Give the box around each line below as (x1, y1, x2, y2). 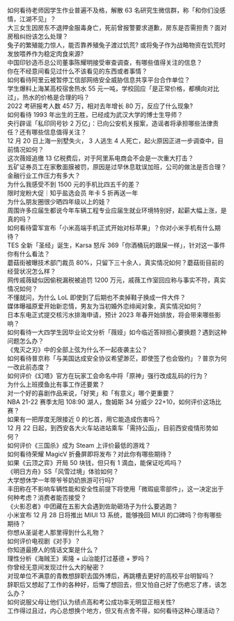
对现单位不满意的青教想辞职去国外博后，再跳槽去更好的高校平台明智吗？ (7, 572, 214, 580)
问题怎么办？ (7, 337, 44, 345)
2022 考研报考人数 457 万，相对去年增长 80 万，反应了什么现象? (7, 102, 194, 110)
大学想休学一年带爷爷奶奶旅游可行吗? (7, 476, 115, 484)
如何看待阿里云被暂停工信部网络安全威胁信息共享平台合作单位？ (7, 76, 190, 84)
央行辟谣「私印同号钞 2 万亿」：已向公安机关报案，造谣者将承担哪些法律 (7, 119, 213, 127)
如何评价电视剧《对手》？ (7, 537, 81, 545)
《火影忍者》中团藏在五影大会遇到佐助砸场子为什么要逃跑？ (7, 502, 178, 510)
